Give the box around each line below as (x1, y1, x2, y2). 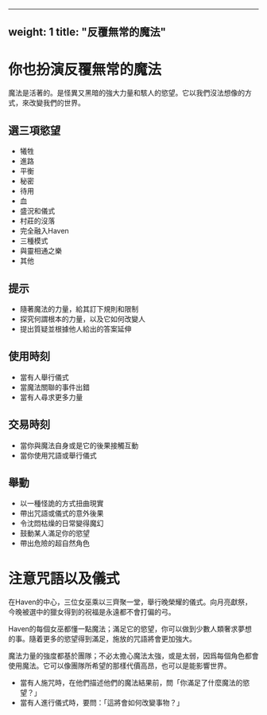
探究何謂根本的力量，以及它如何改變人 (19, 314, 145, 324)
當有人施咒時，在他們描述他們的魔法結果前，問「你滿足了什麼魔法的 (19, 678, 243, 688)
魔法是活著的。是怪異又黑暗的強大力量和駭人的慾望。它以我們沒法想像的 (8, 88, 245, 98)
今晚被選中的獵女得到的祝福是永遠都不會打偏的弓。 (8, 607, 176, 617)
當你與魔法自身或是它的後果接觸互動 (19, 440, 139, 450)
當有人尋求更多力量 (19, 392, 83, 402)
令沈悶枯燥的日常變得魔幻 (19, 519, 104, 528)
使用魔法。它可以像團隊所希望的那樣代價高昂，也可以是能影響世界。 (8, 661, 231, 670)
